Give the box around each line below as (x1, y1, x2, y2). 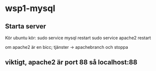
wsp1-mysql (5, 3, 56, 14)
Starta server (5, 22, 46, 30)
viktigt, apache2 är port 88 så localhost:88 (5, 58, 137, 67)
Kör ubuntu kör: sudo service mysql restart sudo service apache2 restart (5, 35, 151, 41)
